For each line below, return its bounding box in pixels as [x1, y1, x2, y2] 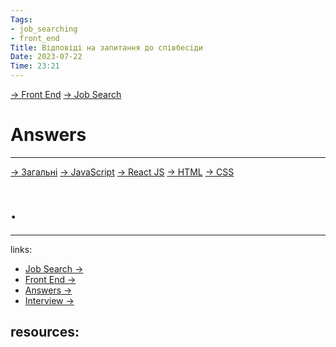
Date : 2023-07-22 [10, 52, 83, 62]
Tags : [10, 14, 33, 25]
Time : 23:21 [10, 61, 60, 71]
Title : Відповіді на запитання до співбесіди [10, 42, 203, 53]
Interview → [24, 294, 75, 306]
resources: [10, 324, 80, 341]
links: [10, 243, 33, 255]
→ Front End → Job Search [10, 89, 122, 100]
